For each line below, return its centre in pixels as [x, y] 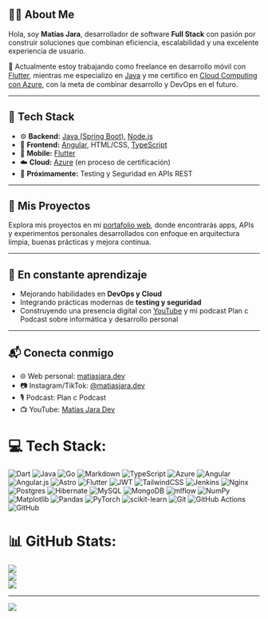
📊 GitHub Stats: [63, 541]
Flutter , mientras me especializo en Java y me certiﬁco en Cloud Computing [133, 75]
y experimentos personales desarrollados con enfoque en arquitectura [124, 234]
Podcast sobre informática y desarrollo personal [99, 319]
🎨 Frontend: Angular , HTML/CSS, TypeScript [93, 144]
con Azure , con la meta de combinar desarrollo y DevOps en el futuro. [123, 84]
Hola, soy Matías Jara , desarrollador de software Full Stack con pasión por [132, 34]
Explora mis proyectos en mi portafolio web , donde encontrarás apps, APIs [131, 225]
